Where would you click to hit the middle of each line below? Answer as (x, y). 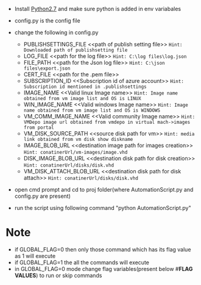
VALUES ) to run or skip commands (58, 275)
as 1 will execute (35, 256)
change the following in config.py (56, 32)
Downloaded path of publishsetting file (76, 50)
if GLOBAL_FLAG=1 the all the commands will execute (82, 262)
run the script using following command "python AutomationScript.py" (103, 208)
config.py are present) (43, 196)
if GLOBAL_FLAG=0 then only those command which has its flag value (103, 249)
